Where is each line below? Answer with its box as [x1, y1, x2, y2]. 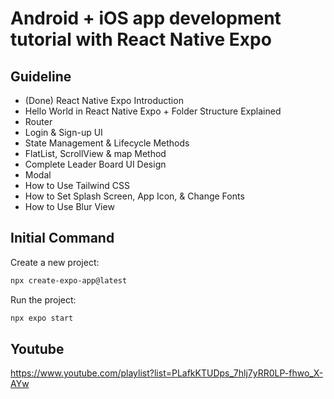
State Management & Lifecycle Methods [24, 137, 190, 149]
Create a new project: [10, 256, 100, 268]
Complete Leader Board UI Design [24, 158, 167, 170]
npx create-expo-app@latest [10, 275, 128, 286]
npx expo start [10, 313, 74, 323]
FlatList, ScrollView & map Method [24, 148, 167, 159]
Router [24, 116, 53, 127]
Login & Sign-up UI [24, 127, 103, 138]
